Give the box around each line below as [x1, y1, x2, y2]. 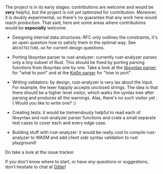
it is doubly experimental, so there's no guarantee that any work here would [5, 15, 157, 20]
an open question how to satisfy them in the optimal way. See [12, 40, 136, 45]
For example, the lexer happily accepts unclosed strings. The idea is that [12, 85, 158, 90]
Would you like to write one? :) [15, 100, 76, 106]
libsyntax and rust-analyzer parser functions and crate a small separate [12, 115, 156, 120]
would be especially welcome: [5, 25, 67, 31]
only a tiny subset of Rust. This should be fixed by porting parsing [12, 60, 145, 65]
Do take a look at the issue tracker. [5, 149, 75, 155]
